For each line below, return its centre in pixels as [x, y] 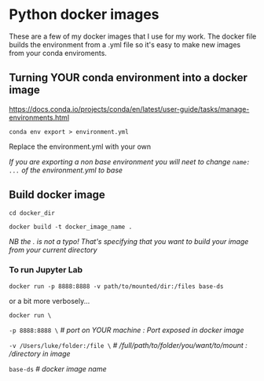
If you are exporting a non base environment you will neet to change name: [130, 161]
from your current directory [53, 250]
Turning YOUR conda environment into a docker [128, 78]
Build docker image [57, 195]
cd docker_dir [32, 213]
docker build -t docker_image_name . [71, 227]
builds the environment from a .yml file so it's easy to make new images [125, 44]
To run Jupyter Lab [46, 270]
